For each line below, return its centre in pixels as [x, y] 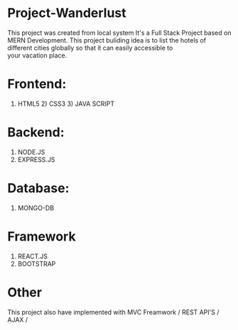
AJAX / [18, 319]
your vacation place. [37, 55]
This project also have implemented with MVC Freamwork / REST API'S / [113, 312]
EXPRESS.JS [36, 159]
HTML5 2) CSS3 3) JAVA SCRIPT [66, 104]
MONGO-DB [36, 208]
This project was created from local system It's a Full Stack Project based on [119, 33]
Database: [38, 188]
